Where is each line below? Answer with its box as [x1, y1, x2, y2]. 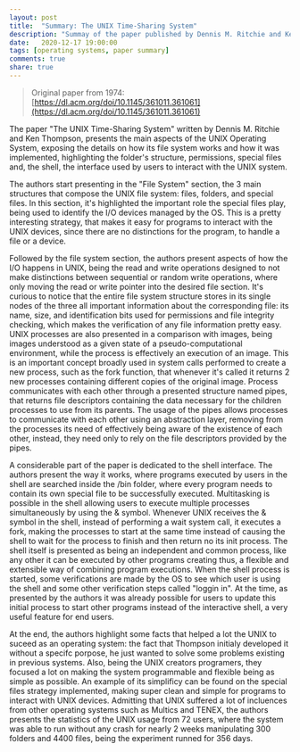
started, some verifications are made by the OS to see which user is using [9, 573, 281, 584]
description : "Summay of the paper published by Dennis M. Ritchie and [9, 29, 281, 38]
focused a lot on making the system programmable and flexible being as [9, 666, 275, 677]
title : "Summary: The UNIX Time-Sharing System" [9, 21, 198, 30]
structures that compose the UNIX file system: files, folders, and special [9, 188, 274, 199]
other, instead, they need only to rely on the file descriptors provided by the [9, 433, 287, 443]
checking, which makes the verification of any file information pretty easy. [9, 318, 282, 330]
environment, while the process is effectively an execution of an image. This [9, 347, 289, 358]
